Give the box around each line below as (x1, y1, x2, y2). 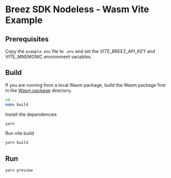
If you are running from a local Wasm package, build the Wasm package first (5, 82, 166, 88)
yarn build (5, 140, 28, 145)
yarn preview (5, 168, 33, 173)
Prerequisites (5, 35, 49, 43)
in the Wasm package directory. (5, 87, 72, 93)
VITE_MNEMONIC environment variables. (5, 54, 92, 60)
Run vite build (5, 130, 34, 136)
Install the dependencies (5, 111, 57, 117)
